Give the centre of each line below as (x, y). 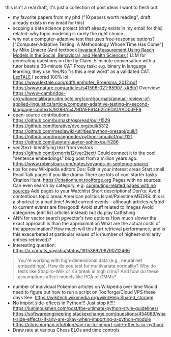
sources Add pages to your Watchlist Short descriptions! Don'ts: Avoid (86, 191)
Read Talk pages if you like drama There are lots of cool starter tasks (85, 175)
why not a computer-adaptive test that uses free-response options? (84, 39)
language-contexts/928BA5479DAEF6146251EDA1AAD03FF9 (77, 110)
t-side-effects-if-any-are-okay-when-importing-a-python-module (82, 319)
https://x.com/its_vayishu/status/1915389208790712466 (71, 250)
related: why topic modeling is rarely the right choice (68, 33)
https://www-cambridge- (39, 93)
